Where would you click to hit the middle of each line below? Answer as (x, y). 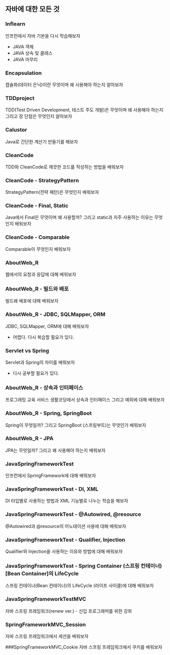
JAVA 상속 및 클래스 (32, 53)
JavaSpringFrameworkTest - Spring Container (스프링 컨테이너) (84, 566)
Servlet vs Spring (27, 350)
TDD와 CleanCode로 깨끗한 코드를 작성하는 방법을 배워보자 (65, 167)
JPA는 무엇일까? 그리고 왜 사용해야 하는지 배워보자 (55, 450)
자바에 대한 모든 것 (32, 9)
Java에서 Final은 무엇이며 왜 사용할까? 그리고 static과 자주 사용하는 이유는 (79, 217)
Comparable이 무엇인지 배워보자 (38, 249)
